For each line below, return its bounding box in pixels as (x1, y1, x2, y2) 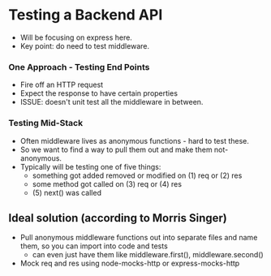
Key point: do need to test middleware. (19, 41, 150, 50)
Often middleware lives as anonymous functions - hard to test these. (19, 136, 250, 145)
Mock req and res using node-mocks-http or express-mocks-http (19, 258, 240, 269)
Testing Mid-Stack (8, 118, 84, 129)
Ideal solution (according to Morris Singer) (8, 211, 227, 225)
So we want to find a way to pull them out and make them (19, 144, 213, 154)
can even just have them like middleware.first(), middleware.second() (32, 250, 264, 260)
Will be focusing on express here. (19, 32, 132, 42)
